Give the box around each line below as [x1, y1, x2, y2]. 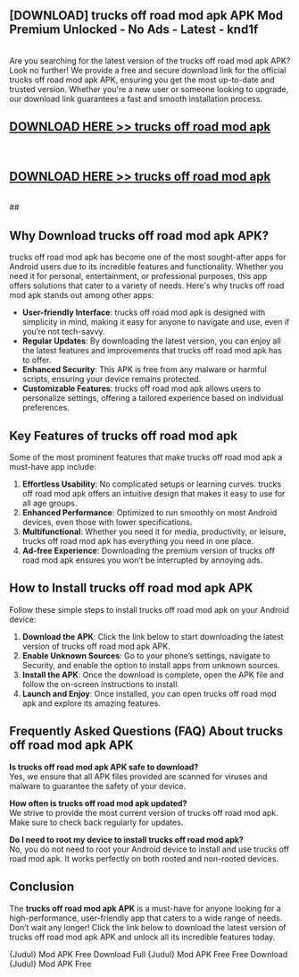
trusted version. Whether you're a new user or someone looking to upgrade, [9, 83, 289, 94]
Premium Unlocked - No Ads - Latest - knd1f [9, 22, 259, 38]
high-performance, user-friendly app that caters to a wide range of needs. [9, 913, 283, 923]
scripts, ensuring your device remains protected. [21, 374, 202, 385]
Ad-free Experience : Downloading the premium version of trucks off [21, 546, 275, 556]
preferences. [21, 403, 70, 413]
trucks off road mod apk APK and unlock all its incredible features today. [9, 931, 276, 942]
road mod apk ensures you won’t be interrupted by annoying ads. [21, 555, 263, 565]
